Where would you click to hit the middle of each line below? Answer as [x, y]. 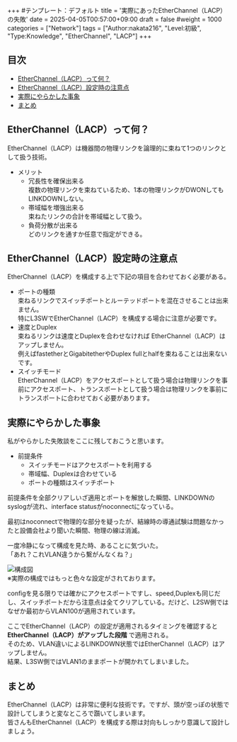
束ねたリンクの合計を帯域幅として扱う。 [87, 216]
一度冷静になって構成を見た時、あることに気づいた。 [85, 546]
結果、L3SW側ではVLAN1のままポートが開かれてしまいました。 [100, 662]
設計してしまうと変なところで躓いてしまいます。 [78, 714]
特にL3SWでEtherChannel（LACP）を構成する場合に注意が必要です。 [119, 318]
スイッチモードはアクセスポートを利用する [90, 465]
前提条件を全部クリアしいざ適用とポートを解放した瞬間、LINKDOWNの [111, 498]
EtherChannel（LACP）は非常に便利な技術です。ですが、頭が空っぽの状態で [118, 704]
